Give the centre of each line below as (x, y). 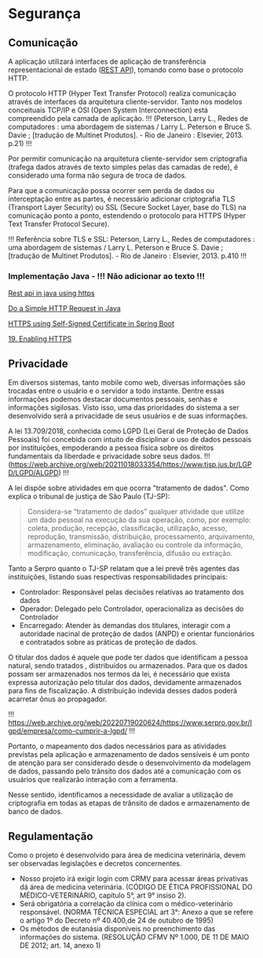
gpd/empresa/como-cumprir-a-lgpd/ (68, 731)
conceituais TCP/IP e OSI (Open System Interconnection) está (108, 110)
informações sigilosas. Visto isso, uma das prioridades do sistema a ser (124, 408)
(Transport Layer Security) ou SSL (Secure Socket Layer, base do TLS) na (127, 207)
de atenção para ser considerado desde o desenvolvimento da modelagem (130, 763)
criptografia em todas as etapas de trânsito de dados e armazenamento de (129, 803)
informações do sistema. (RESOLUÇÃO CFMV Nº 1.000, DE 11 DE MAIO (134, 937)
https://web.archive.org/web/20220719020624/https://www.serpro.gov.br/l (130, 722)
